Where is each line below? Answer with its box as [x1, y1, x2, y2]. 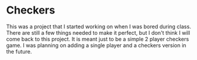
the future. [6, 48, 32, 55]
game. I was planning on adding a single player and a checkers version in [6, 42, 187, 49]
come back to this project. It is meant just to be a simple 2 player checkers [6, 35, 189, 42]
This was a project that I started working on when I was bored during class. [6, 23, 192, 30]
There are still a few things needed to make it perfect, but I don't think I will [6, 29, 190, 36]
